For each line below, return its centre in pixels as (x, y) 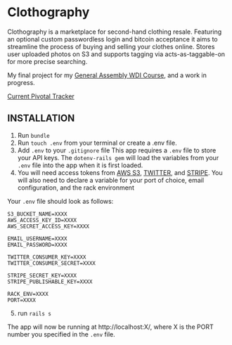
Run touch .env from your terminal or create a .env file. (97, 143)
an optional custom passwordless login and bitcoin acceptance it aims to (112, 39)
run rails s (34, 313)
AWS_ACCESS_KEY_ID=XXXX (42, 220)
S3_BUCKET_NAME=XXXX (38, 214)
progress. (21, 82)
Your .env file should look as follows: (60, 201)
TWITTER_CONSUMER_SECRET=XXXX (52, 263)
